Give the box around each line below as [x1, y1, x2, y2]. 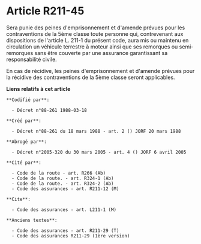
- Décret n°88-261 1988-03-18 [11, 107, 87, 113]
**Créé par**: [6, 118, 42, 124]
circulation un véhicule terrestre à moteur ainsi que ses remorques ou [6, 43, 178, 50]
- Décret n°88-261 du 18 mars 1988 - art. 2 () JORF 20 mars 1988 [11, 128, 181, 134]
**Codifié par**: [6, 97, 50, 103]
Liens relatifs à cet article [6, 85, 71, 92]
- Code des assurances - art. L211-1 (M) [11, 206, 117, 213]
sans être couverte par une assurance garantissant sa [34, 49, 168, 56]
